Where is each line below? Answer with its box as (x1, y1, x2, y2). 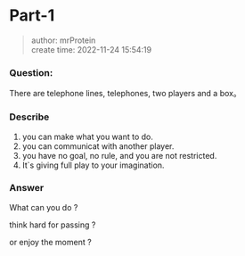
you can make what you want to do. (21, 131, 154, 142)
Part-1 (9, 5, 55, 26)
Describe (9, 111, 50, 123)
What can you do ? (9, 202, 78, 212)
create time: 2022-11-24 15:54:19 (30, 44, 152, 54)
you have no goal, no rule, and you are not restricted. (21, 150, 217, 161)
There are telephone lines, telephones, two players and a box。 (9, 88, 242, 99)
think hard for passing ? (9, 219, 96, 230)
